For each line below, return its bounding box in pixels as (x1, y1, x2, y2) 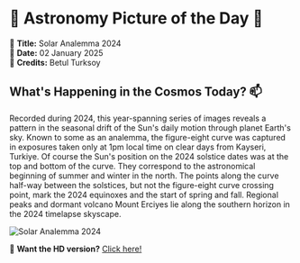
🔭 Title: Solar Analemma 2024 (9, 38, 122, 49)
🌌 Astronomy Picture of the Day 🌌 (9, 8, 264, 29)
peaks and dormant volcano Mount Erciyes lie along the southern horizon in (9, 198, 291, 210)
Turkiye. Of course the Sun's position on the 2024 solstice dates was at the (9, 150, 289, 161)
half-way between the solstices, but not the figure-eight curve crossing (9, 179, 275, 190)
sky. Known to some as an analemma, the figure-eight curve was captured (9, 131, 286, 142)
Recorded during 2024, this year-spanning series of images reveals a (9, 113, 267, 123)
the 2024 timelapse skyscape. (9, 208, 122, 219)
